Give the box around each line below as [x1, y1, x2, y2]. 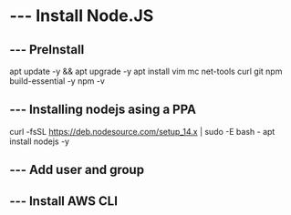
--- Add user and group [9, 162, 144, 178]
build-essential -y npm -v [9, 76, 105, 87]
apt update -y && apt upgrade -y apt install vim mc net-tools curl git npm [9, 66, 283, 77]
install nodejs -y [9, 136, 70, 147]
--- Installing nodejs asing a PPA [9, 102, 196, 118]
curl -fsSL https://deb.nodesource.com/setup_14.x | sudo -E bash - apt [9, 126, 275, 137]
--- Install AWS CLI [9, 193, 119, 209]
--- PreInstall [9, 42, 85, 57]
